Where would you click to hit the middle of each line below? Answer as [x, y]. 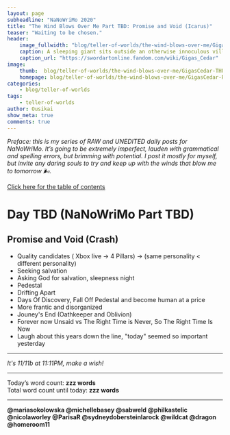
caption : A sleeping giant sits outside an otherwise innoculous [115, 52]
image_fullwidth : [44, 45]
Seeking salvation [42, 271]
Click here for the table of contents [56, 186]
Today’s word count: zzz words [51, 383]
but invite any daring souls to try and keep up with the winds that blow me [112, 163]
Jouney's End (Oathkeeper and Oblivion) [74, 314]
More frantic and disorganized [60, 307]
